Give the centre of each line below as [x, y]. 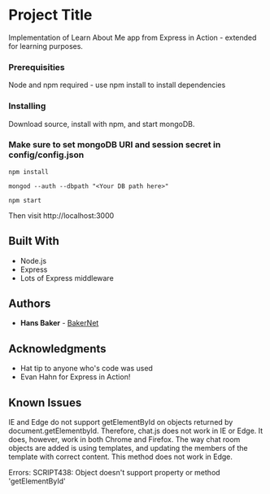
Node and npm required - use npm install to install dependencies [117, 85]
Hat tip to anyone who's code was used [86, 369]
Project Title [50, 15]
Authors [30, 304]
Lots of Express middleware [67, 278]
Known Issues [45, 402]
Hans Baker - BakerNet [59, 323]
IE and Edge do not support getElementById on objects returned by [121, 422]
